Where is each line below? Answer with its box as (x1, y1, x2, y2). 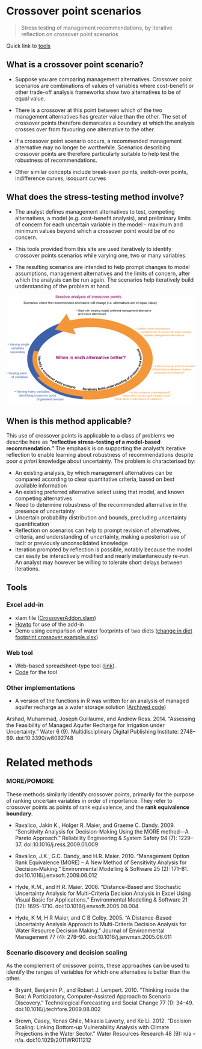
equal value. (14, 94, 46, 102)
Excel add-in (6, 601, 44, 609)
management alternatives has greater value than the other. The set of (14, 113, 187, 120)
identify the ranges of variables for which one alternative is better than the (6, 968, 191, 976)
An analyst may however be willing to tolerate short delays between (14, 559, 183, 566)
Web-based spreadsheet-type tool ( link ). (14, 662, 117, 669)
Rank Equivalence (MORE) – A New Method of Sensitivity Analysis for (14, 859, 187, 866)
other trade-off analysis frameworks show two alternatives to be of (14, 88, 182, 96)
